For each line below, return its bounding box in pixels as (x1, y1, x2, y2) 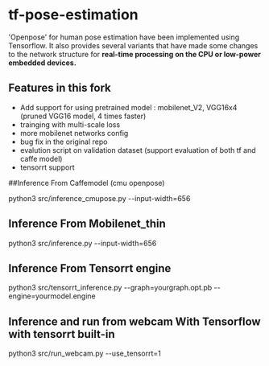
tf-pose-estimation (8, 6, 139, 24)
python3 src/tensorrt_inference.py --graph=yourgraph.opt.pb (8, 283, 213, 293)
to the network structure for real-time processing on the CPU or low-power (8, 49, 262, 59)
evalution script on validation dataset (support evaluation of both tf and (19, 145, 256, 154)
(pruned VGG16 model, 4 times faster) (19, 111, 147, 121)
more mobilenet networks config (19, 128, 129, 138)
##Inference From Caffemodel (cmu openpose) (8, 178, 165, 187)
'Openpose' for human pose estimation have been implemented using (8, 32, 240, 42)
